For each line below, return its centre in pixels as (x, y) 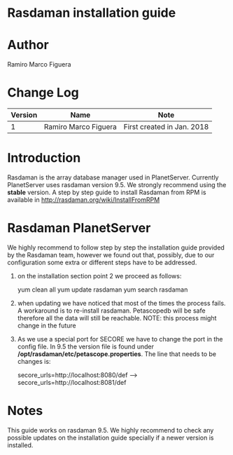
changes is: (34, 361)
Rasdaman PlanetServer (79, 228)
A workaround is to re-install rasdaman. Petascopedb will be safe (111, 311)
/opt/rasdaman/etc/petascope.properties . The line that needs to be (117, 354)
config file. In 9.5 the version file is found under (85, 346)
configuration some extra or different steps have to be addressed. (102, 262)
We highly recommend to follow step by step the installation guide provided (116, 247)
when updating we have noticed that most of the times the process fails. (121, 303)
